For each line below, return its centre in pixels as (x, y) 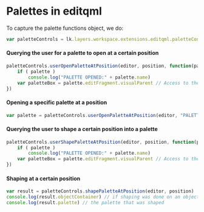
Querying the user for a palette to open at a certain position (83, 53)
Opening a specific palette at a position (57, 102)
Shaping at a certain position (43, 178)
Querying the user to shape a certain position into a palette (82, 129)
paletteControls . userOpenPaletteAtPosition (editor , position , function (99, 66)
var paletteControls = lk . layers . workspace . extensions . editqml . (89, 39)
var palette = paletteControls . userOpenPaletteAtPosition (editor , (92, 115)
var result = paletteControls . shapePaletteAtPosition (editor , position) (100, 191)
